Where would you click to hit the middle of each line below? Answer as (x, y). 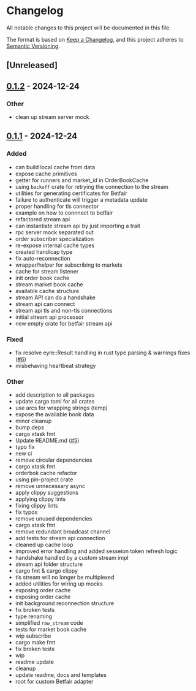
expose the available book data (55, 414)
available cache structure (47, 291)
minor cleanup (33, 421)
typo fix (25, 447)
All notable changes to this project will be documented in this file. (89, 28)
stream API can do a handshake (55, 297)
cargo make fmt (35, 643)
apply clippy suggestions (47, 493)
